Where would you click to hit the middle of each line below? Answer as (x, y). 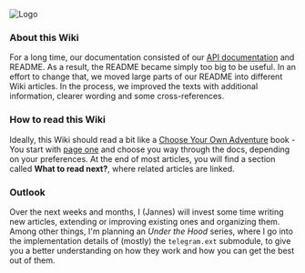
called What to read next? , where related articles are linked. (122, 168)
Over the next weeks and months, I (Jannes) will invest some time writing (147, 212)
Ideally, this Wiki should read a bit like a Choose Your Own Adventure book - (152, 139)
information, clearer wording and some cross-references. (117, 96)
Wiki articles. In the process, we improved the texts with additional (134, 86)
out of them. (33, 260)
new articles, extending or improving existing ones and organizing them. (145, 221)
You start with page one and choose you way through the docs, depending (150, 149)
